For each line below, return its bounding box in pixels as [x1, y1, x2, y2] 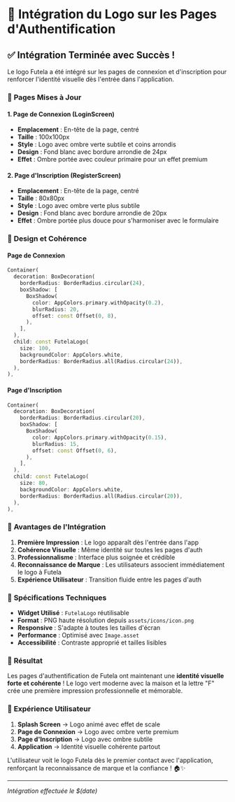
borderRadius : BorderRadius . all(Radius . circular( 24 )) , [20, 358, 183, 365]
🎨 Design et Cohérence [7, 234, 87, 244]
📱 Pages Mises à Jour [7, 92, 82, 102]
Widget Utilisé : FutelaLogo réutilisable [17, 609, 129, 617]
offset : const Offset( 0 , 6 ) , [32, 447, 117, 454]
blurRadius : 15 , [32, 440, 80, 447]
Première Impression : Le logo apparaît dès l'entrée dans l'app [17, 538, 199, 547]
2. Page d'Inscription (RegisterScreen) [7, 171, 121, 179]
